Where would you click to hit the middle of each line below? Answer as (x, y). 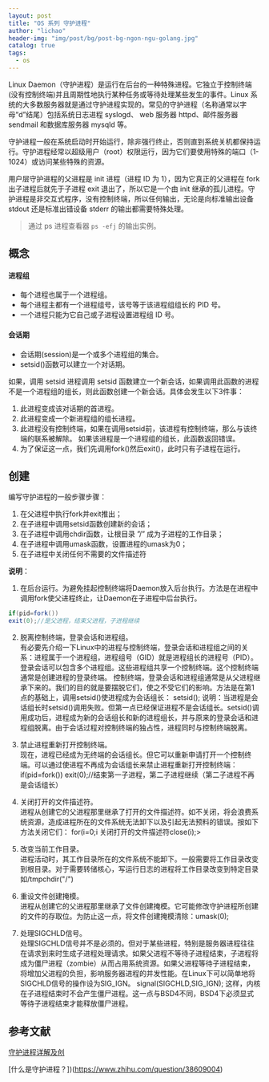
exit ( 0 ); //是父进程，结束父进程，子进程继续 (74, 621)
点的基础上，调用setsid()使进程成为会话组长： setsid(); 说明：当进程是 (136, 698)
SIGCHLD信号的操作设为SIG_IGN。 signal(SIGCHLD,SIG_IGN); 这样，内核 (140, 983)
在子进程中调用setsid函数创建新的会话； (86, 524)
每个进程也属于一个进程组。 (66, 295)
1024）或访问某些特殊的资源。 (58, 161)
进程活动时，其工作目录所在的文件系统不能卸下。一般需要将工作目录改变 (139, 859)
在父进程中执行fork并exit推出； (71, 514)
